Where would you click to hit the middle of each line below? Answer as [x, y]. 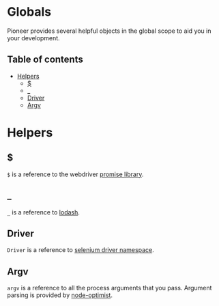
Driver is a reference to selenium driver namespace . [81, 250]
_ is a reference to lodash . [44, 212]
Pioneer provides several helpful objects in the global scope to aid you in [109, 31]
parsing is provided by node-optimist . [60, 295]
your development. [33, 38]
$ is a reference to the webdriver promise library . [75, 174]
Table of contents [45, 60]
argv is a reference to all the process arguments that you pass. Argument [109, 288]
